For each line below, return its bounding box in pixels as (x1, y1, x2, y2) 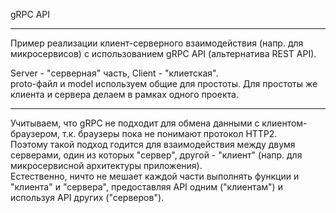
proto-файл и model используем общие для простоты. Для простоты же (10, 78, 318, 89)
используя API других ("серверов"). (10, 192, 165, 203)
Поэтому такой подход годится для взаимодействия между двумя (10, 139, 296, 150)
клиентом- (261, 117, 308, 129)
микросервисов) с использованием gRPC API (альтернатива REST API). (10, 48, 317, 59)
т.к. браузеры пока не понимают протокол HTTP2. (62, 128, 278, 139)
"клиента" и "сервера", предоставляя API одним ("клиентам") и (10, 181, 283, 193)
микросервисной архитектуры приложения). (10, 160, 203, 171)
